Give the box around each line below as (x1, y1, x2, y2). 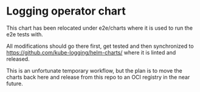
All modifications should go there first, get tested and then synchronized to (6, 42, 194, 50)
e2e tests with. (6, 30, 44, 38)
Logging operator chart (6, 4, 126, 18)
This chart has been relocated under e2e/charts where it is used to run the (6, 24, 193, 31)
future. (6, 80, 23, 87)
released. (6, 55, 30, 62)
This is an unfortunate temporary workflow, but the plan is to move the (6, 67, 182, 74)
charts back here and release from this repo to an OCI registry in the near (6, 73, 190, 80)
